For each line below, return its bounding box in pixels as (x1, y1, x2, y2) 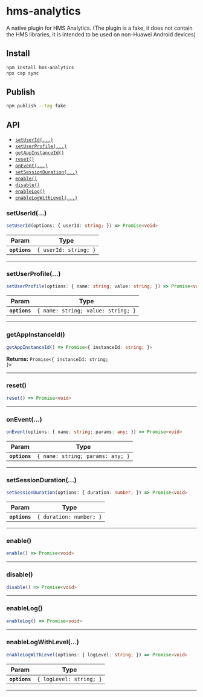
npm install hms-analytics (6, 64, 74, 70)
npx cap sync (6, 70, 39, 76)
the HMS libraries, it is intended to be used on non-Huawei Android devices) (6, 30, 196, 38)
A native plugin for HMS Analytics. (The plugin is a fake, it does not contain (6, 24, 193, 32)
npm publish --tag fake (6, 103, 66, 109)
